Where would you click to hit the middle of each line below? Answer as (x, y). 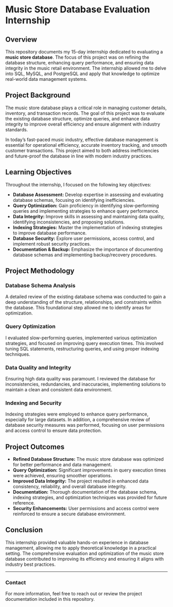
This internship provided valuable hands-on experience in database (77, 542)
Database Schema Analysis (40, 285)
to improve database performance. (50, 233)
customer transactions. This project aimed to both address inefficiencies (82, 150)
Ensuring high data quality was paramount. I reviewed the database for (80, 378)
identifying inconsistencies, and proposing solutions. (69, 222)
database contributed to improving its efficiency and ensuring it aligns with (84, 559)
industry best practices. (30, 564)
